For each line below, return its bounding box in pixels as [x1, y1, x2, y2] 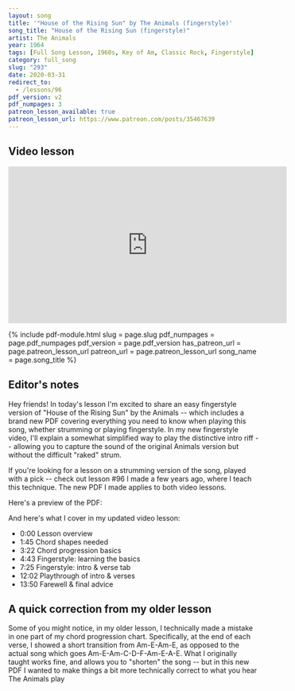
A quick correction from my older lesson [8, 602, 212, 615]
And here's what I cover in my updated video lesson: [8, 513, 180, 522]
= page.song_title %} [8, 355, 77, 365]
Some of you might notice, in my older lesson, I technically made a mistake [8, 623, 253, 633]
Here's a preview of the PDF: [8, 498, 103, 507]
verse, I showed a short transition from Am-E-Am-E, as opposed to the [8, 640, 240, 650]
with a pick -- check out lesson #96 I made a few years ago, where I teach [8, 474, 252, 483]
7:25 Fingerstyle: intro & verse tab [19, 562, 131, 572]
